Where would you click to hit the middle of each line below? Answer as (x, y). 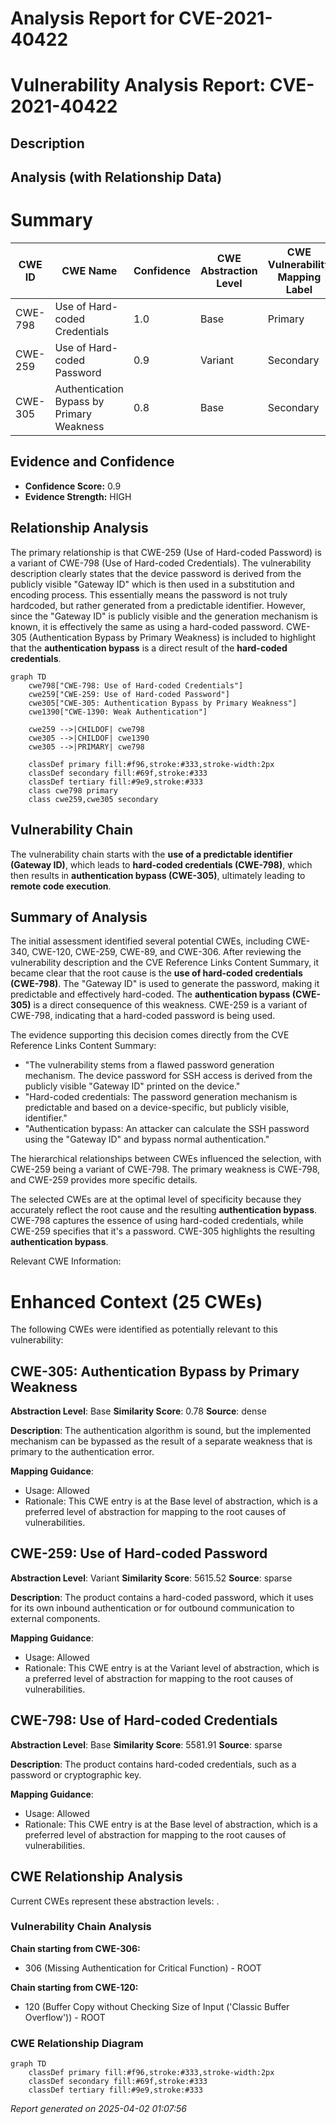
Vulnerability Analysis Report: (138, 85)
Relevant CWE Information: (66, 1261)
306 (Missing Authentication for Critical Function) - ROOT (143, 1968)
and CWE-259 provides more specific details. (104, 1180)
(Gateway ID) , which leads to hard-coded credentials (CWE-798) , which (161, 864)
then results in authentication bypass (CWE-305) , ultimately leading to (158, 875)
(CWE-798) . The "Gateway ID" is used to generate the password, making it (165, 984)
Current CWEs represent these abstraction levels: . (115, 1901)
